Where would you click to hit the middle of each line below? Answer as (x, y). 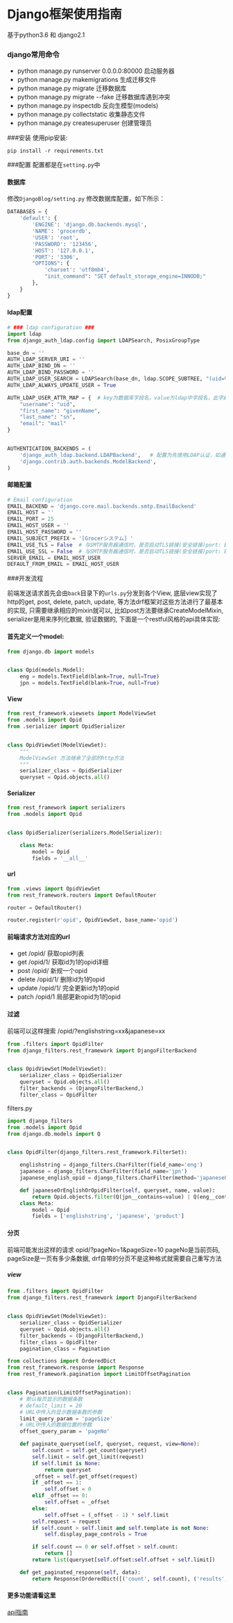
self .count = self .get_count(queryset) (90, 1451)
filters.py (20, 1108)
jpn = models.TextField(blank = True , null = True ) (89, 683)
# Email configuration (40, 500)
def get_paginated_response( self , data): (80, 1572)
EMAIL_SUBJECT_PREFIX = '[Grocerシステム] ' (70, 538)
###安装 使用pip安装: (37, 138)
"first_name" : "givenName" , (60, 410)
